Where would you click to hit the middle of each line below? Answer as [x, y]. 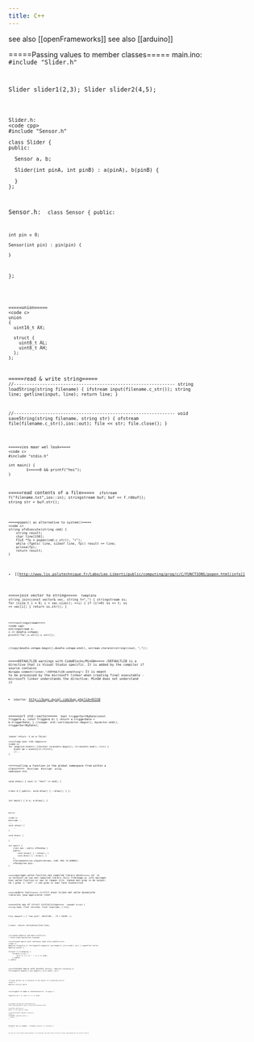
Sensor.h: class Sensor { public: [62, 212]
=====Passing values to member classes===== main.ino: [106, 54]
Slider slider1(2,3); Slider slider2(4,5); [83, 90]
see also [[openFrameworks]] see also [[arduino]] [91, 39]
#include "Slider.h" [43, 62]
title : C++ [27, 16]
